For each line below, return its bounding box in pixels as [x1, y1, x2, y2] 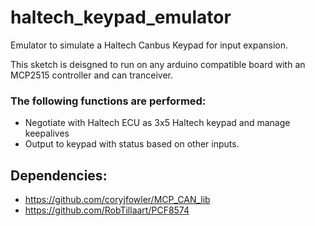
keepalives [24, 127, 70, 140]
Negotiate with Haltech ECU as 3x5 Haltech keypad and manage [24, 117, 291, 129]
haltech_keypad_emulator [10, 6, 232, 29]
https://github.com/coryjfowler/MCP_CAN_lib [24, 194, 211, 206]
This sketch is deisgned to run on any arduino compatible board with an [10, 58, 306, 70]
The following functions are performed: [10, 94, 207, 108]
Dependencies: [10, 167, 108, 184]
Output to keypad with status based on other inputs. [24, 138, 240, 150]
